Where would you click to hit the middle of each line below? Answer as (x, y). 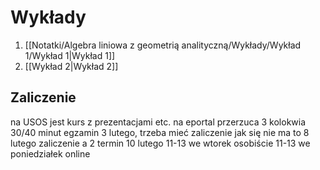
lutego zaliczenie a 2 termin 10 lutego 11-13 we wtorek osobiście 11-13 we (160, 143)
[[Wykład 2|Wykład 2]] (71, 66)
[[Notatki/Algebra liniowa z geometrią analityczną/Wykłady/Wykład (163, 45)
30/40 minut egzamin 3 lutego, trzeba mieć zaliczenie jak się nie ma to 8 (160, 132)
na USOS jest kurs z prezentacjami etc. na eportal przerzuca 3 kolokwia (158, 122)
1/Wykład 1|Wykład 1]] (70, 55)
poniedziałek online (50, 153)
